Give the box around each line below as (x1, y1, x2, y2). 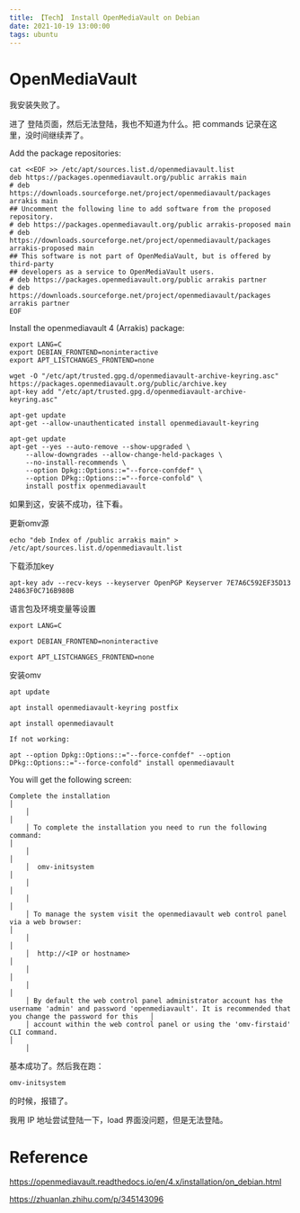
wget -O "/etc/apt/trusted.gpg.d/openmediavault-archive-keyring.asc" (9, 372, 279, 381)
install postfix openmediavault (25, 482, 146, 491)
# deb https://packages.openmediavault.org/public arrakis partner (9, 275, 268, 284)
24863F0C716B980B (9, 587, 75, 596)
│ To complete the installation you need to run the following (25, 823, 268, 832)
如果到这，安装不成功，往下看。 (9, 499, 128, 509)
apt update (9, 687, 50, 697)
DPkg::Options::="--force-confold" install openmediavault (9, 759, 235, 768)
